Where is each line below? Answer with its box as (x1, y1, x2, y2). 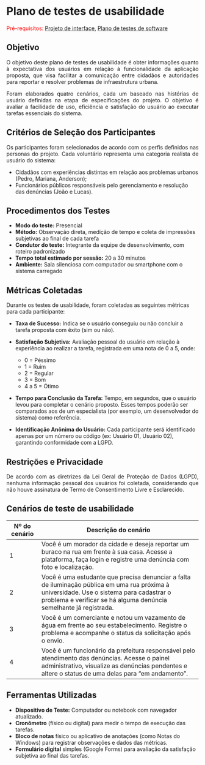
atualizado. (15, 712, 43, 720)
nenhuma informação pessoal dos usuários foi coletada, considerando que (6, 480, 199, 486)
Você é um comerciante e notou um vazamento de (41, 613, 186, 622)
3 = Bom (24, 376, 46, 383)
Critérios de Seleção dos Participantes (6, 127, 156, 138)
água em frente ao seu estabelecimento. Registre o (41, 620, 187, 629)
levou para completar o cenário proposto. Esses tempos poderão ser (15, 401, 189, 409)
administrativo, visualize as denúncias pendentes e (41, 661, 187, 670)
